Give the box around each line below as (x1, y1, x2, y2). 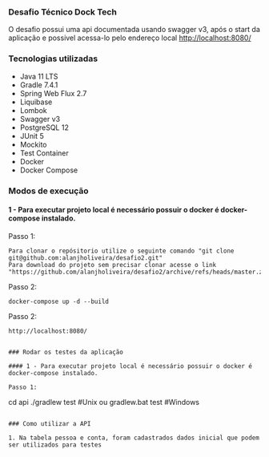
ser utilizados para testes (8, 440, 102, 449)
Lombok (19, 105, 48, 115)
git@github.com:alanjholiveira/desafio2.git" (8, 253, 163, 262)
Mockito (19, 140, 47, 149)
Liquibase (19, 97, 53, 107)
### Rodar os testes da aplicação (8, 348, 124, 356)
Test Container (19, 148, 70, 158)
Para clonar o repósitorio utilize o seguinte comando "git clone (8, 247, 235, 255)
